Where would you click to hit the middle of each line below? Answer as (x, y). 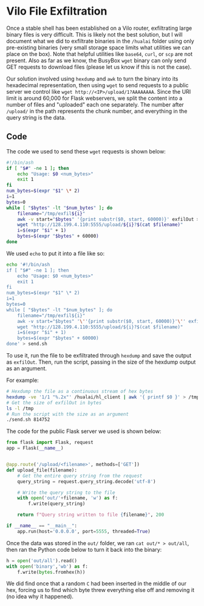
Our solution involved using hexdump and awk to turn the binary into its (92, 79)
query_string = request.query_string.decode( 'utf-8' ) (87, 481)
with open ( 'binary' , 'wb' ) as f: (47, 566)
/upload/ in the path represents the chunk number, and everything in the (97, 111)
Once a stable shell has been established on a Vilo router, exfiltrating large (99, 28)
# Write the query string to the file (66, 492)
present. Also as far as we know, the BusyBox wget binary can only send (97, 60)
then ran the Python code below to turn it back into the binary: (84, 549)
